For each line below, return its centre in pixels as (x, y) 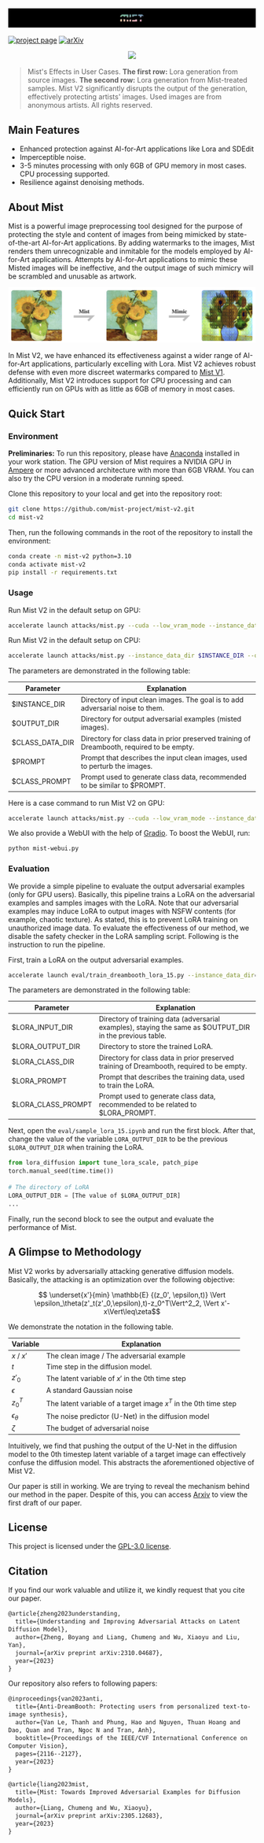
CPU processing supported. (64, 174)
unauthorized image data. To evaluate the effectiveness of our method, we (129, 928)
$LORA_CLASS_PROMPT (52, 1105)
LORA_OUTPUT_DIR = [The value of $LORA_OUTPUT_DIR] (94, 1196)
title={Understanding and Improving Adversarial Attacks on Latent (128, 1622)
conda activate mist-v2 (47, 564)
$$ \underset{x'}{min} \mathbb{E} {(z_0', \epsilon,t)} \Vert (132, 1295)
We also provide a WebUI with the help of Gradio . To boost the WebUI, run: (129, 833)
